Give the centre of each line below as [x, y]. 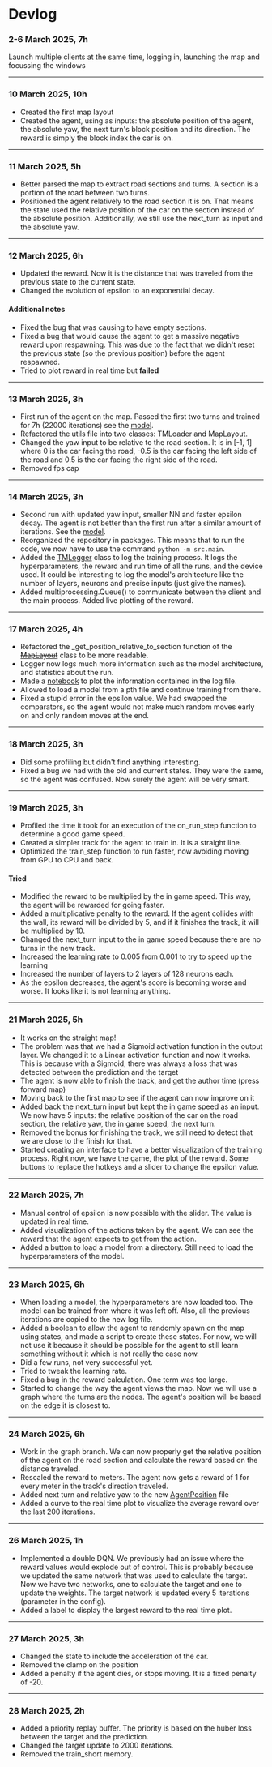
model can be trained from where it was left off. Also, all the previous [135, 1311]
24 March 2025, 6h [47, 1434]
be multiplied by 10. [52, 931]
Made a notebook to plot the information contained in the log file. [128, 681]
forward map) [43, 1089]
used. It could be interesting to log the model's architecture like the [132, 575]
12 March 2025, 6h [46, 256]
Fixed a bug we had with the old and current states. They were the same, [142, 770]
